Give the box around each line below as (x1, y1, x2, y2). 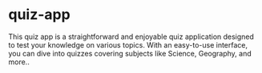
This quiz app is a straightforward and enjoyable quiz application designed (8, 32, 255, 41)
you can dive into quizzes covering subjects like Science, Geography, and (8, 48, 252, 58)
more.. (8, 57, 30, 67)
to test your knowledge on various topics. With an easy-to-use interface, (8, 40, 248, 49)
